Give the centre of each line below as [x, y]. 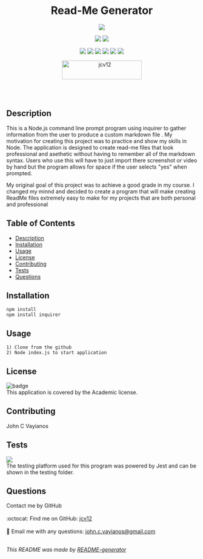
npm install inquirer [34, 315]
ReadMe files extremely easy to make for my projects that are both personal [101, 198]
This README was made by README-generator [66, 550]
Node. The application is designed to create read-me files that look [90, 147]
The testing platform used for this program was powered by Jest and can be [101, 466]
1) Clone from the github [39, 347]
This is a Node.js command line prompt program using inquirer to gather [96, 128]
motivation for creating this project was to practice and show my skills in [96, 141]
